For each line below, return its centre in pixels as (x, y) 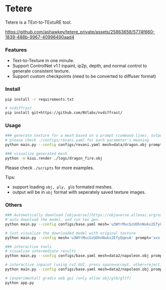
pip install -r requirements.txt (40, 99)
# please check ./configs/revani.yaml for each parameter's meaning (77, 140)
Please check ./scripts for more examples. (50, 168)
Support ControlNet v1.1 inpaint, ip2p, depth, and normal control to (80, 66)
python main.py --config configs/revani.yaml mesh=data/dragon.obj (76, 145)
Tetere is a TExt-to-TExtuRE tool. (38, 22)
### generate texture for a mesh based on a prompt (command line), (77, 136)
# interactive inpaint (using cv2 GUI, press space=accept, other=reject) (84, 265)
